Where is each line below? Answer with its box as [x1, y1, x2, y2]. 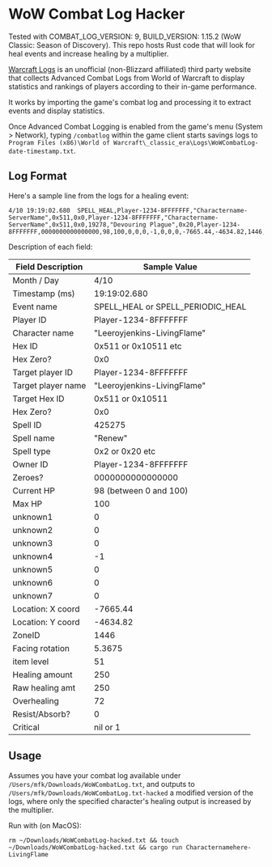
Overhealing [12, 695, 59, 706]
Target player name [12, 379, 87, 391]
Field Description [15, 260, 83, 272]
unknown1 [12, 511, 53, 522]
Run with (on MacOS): [8, 820, 83, 830]
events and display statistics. [8, 106, 105, 116]
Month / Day [12, 274, 59, 285]
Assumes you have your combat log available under [8, 770, 181, 780]
